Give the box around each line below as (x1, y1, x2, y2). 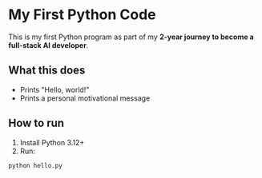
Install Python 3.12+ (19, 137, 85, 147)
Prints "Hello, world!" (19, 85, 90, 94)
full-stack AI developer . (8, 40, 89, 49)
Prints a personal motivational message (19, 93, 151, 103)
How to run (8, 117, 65, 130)
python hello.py (8, 161, 62, 169)
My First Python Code (8, 6, 156, 24)
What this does (8, 64, 86, 77)
